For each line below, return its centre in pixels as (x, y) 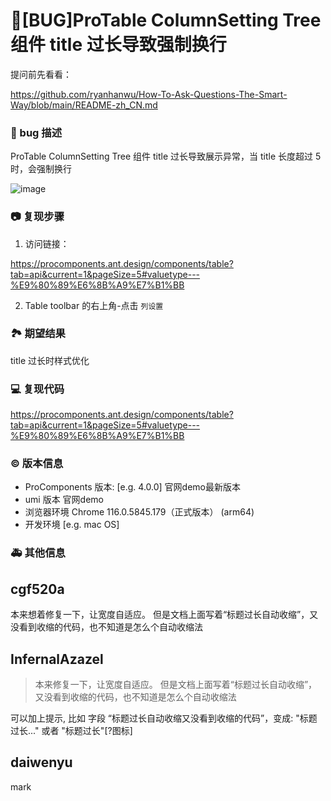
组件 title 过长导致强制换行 (118, 45)
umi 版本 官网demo (64, 500)
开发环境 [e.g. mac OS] (72, 525)
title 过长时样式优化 (50, 360)
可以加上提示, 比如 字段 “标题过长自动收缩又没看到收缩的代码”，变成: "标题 (164, 718)
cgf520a (37, 589)
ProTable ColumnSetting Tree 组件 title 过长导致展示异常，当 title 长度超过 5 (166, 156)
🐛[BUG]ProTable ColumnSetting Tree (166, 20)
